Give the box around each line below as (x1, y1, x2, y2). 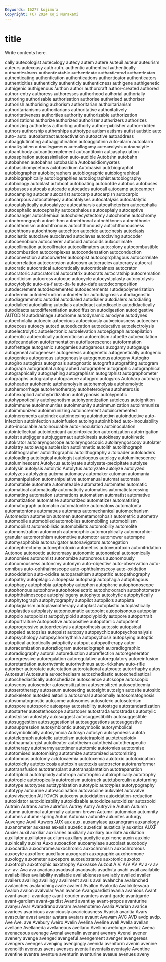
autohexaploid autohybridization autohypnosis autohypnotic (5, 392, 127, 398)
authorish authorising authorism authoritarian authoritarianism (5, 101, 132, 107)
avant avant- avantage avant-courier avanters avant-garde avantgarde (5, 893, 149, 899)
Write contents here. (5, 50, 47, 56)
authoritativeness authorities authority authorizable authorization (5, 112, 138, 118)
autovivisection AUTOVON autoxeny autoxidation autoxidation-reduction (5, 793, 153, 799)
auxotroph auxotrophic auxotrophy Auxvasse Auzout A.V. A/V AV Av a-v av (5, 861, 158, 867)
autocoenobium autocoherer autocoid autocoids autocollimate (5, 239, 132, 245)
